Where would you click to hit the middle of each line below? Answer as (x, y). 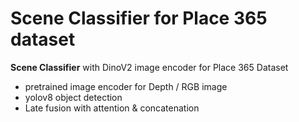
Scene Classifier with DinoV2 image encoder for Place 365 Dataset (149, 67)
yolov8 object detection (73, 97)
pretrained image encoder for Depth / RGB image (126, 86)
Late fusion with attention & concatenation (112, 108)
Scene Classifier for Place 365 (139, 18)
